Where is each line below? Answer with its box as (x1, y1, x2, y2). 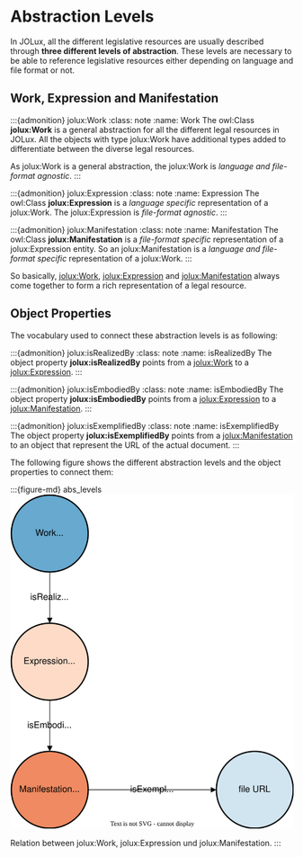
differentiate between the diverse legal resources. (10, 143, 195, 154)
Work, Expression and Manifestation (10, 91, 219, 106)
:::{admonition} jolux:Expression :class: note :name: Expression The (10, 187, 260, 199)
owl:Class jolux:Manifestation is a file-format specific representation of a (10, 234, 284, 245)
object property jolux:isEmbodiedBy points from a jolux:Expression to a (10, 393, 277, 404)
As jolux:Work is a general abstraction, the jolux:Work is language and (10, 160, 271, 172)
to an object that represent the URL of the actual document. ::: (10, 439, 240, 451)
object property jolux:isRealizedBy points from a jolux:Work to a (10, 357, 250, 368)
